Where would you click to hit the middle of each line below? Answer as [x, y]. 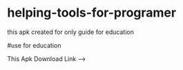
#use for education [34, 45]
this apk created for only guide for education [71, 32]
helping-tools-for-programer [92, 13]
